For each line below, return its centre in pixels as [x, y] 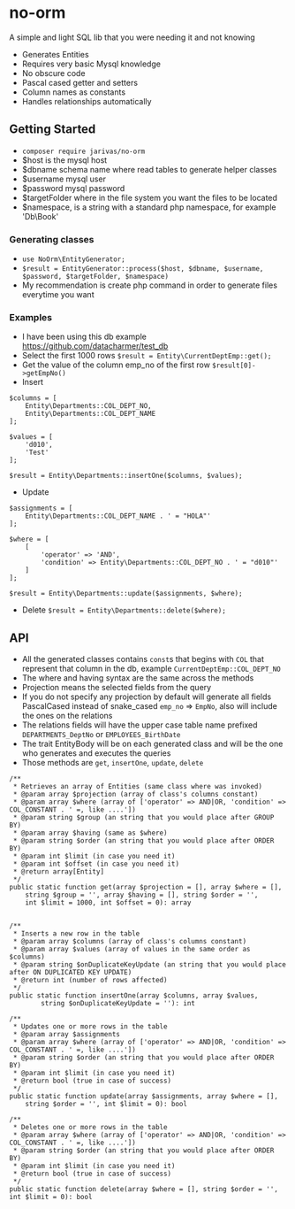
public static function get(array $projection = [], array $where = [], [146, 888]
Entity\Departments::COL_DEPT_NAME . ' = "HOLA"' [118, 516]
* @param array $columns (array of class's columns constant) [130, 942]
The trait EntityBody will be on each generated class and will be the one [152, 744]
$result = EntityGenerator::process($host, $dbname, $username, [143, 269]
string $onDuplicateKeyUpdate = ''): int [118, 1004]
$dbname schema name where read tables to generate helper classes [149, 169]
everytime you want [58, 295]
